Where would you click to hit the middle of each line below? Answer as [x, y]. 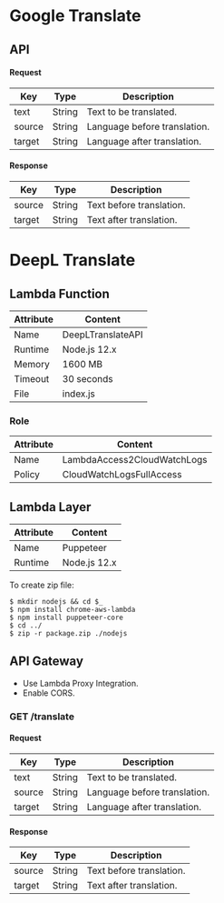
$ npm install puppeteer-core [67, 618]
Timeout [32, 378]
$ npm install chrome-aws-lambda [73, 610]
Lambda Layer [50, 507]
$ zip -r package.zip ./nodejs [68, 634]
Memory [32, 364]
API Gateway [47, 662]
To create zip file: [42, 585]
